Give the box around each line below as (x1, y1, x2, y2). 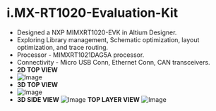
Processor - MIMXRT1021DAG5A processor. (16, 51, 145, 59)
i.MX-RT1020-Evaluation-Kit (6, 5, 179, 21)
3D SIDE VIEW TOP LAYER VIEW (16, 95, 140, 103)
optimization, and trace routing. (16, 43, 109, 51)
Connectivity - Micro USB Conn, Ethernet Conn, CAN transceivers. (16, 58, 210, 66)
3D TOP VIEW (16, 80, 58, 89)
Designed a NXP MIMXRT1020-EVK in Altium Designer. (16, 28, 177, 37)
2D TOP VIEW (16, 65, 58, 74)
